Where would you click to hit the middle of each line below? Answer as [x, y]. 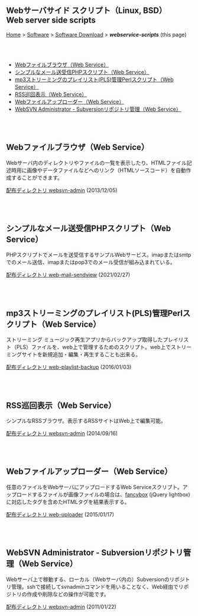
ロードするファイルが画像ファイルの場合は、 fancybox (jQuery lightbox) [103, 494]
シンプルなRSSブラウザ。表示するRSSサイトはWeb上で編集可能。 [86, 421]
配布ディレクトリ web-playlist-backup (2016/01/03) [69, 367]
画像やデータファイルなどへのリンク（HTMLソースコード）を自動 [106, 170]
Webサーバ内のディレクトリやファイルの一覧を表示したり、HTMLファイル [97, 162]
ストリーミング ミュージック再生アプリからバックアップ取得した [85, 340]
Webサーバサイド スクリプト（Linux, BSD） [87, 11]
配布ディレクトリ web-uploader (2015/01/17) [60, 514]
